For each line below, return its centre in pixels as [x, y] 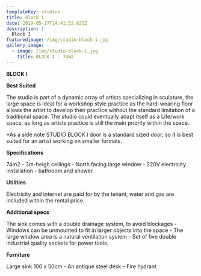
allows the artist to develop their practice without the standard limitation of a [101, 110]
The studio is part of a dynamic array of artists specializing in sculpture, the [100, 97]
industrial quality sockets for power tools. [57, 243]
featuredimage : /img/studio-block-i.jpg [58, 40]
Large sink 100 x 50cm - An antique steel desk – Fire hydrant [81, 266]
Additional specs [28, 212]
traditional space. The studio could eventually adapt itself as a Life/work [95, 116]
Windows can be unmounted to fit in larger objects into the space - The [95, 230]
